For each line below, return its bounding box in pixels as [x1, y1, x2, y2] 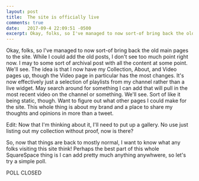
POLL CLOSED [6, 169, 42, 176]
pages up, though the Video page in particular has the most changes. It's [6, 72, 185, 79]
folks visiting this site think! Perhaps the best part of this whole [6, 146, 159, 153]
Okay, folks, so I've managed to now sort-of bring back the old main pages [6, 47, 188, 54]
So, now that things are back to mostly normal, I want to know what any [6, 139, 181, 146]
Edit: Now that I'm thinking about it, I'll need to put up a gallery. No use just [6, 121, 188, 128]
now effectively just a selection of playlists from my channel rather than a [6, 78, 185, 86]
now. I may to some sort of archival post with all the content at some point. [6, 60, 188, 67]
